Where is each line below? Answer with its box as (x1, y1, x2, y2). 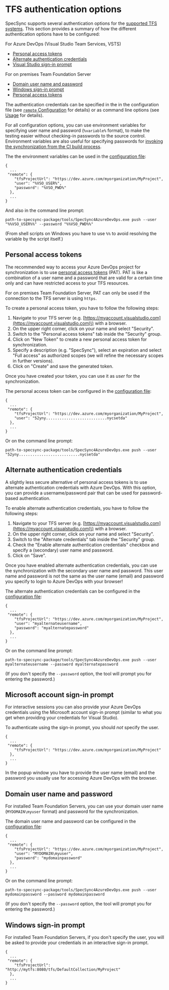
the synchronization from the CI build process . (5, 143, 102, 150)
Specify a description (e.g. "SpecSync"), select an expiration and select (12, 347, 162, 353)
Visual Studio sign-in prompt (12, 61, 72, 67)
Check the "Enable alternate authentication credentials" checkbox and (12, 542, 159, 548)
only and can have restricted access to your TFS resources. (5, 280, 130, 286)
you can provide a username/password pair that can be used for (5, 489, 139, 496)
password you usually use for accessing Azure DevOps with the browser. (5, 775, 157, 781)
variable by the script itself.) (5, 236, 64, 242)
